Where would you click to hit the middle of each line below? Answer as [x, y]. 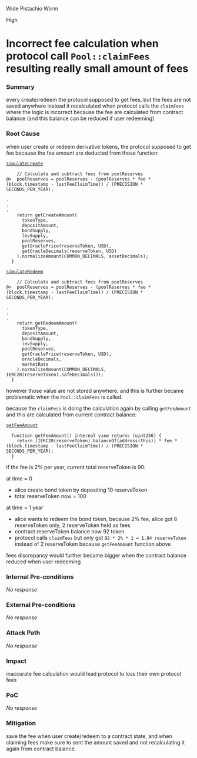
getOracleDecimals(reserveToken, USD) [69, 251]
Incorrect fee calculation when [82, 44]
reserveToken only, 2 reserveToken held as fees [72, 525]
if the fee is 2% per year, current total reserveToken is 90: [76, 467]
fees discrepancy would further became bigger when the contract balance [96, 555]
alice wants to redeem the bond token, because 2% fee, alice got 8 [96, 519]
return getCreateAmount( [47, 215]
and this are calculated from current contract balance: [71, 415]
